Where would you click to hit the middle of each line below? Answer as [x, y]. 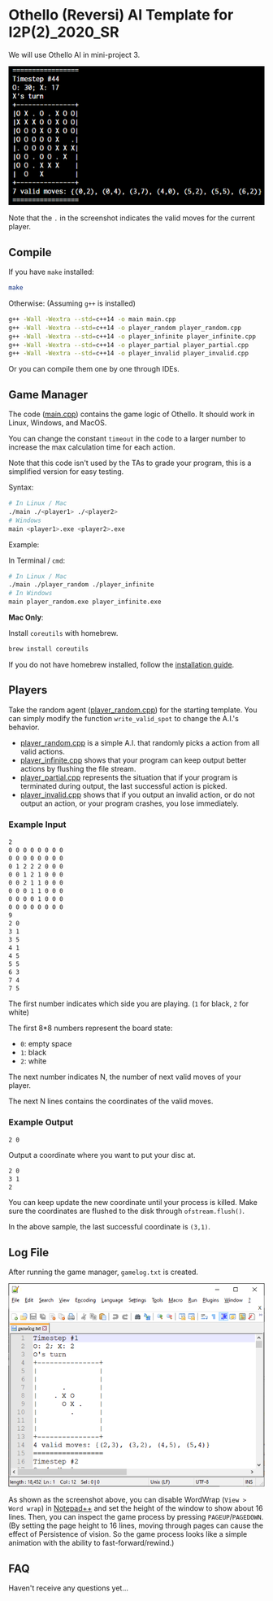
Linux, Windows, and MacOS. [58, 423]
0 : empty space [46, 1044]
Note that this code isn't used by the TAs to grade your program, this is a [130, 463]
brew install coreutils [49, 649]
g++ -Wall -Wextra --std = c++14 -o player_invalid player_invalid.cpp [129, 354]
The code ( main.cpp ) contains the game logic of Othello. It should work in [132, 414]
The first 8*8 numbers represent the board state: [91, 1028]
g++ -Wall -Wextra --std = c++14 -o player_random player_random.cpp [125, 328]
